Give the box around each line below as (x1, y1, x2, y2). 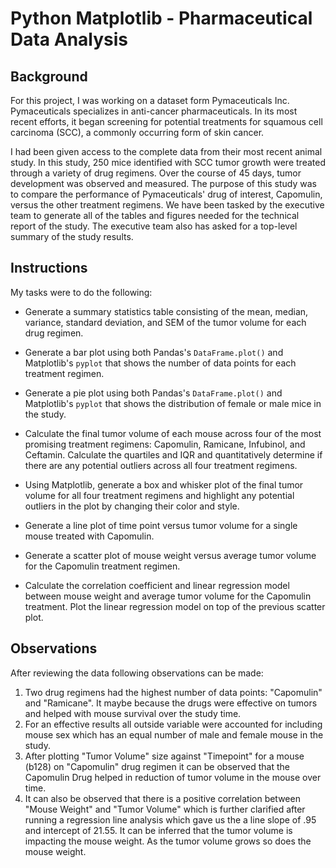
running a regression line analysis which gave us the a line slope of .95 (24, 813, 317, 826)
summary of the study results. (10, 231, 134, 242)
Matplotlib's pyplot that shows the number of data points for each (24, 357, 297, 369)
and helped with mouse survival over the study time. (24, 707, 242, 719)
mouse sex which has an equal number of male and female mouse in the (24, 728, 324, 741)
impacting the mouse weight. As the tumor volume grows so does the (24, 835, 312, 847)
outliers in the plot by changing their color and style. (24, 500, 240, 512)
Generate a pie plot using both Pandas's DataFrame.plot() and (24, 387, 283, 399)
